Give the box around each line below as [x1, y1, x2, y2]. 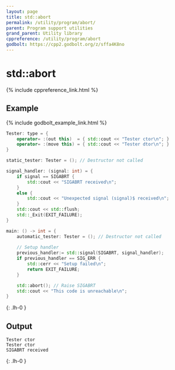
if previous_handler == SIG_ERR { [16, 256, 101, 262]
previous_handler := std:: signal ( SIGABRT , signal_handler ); [16, 250, 164, 256]
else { [16, 190, 33, 196]
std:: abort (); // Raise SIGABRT [16, 282, 96, 289]
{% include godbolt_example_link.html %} [6, 119, 107, 126]
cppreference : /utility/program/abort [6, 36, 101, 42]
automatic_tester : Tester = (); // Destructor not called [16, 233, 161, 239]
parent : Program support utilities [6, 25, 93, 31]
